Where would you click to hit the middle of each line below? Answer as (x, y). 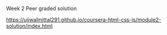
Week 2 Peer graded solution (41, 8)
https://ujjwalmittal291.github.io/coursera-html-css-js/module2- (84, 20)
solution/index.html (30, 26)
